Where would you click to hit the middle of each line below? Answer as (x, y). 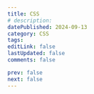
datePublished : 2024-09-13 (47, 27)
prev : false (25, 72)
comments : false (31, 60)
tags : (15, 40)
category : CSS (28, 34)
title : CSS (23, 14)
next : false (25, 79)
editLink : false (31, 47)
